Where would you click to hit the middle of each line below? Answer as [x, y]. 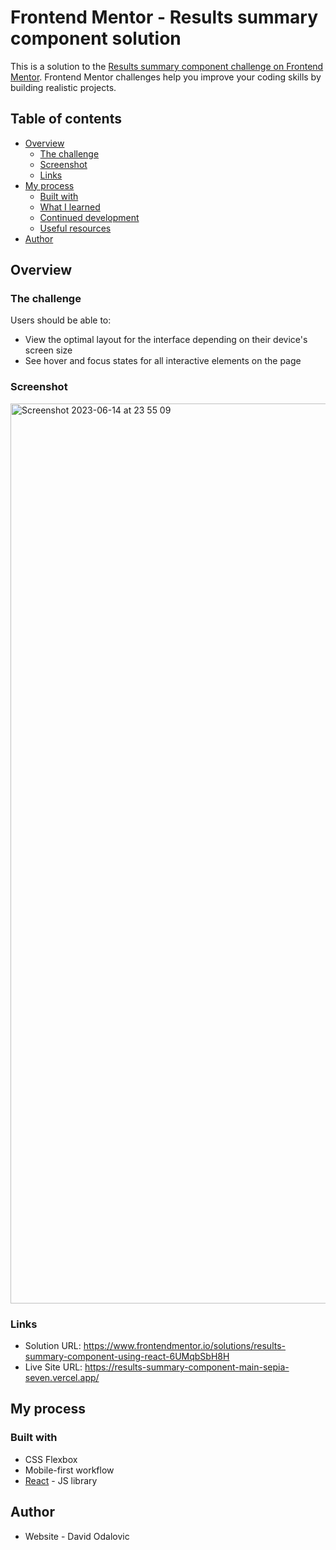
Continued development [89, 217]
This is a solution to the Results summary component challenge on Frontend [167, 66]
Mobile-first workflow [69, 1470]
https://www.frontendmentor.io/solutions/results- [185, 1346]
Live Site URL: [53, 1367]
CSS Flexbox [51, 1459]
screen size [48, 350]
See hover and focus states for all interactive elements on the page [163, 361]
